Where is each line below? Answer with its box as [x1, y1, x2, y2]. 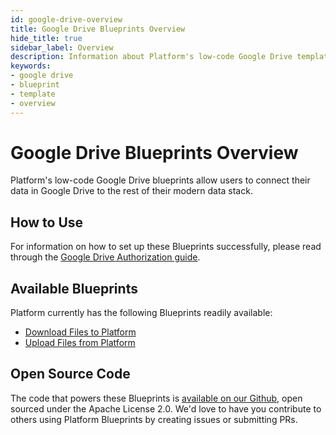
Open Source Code [10, 366, 131, 383]
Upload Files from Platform [24, 337, 136, 349]
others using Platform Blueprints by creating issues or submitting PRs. [10, 413, 298, 425]
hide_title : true [10, 33, 83, 43]
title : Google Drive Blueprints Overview [10, 24, 186, 34]
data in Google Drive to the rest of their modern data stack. [10, 185, 253, 197]
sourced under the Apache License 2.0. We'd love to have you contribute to [10, 402, 322, 415]
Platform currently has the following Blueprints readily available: [10, 307, 273, 319]
